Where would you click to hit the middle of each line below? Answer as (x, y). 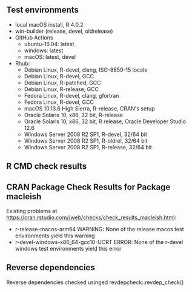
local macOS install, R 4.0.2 (49, 24)
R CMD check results (47, 166)
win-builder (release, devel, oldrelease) (64, 31)
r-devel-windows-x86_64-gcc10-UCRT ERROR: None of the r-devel (99, 242)
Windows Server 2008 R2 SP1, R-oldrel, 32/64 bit (86, 141)
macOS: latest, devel (50, 56)
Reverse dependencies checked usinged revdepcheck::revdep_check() (95, 282)
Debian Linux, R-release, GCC (61, 89)
